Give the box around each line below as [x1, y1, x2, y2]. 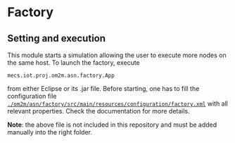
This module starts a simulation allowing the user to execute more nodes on [7, 51, 227, 59]
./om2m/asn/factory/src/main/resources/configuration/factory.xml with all [7, 99, 229, 108]
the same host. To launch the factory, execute [7, 58, 141, 67]
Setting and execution [7, 32, 106, 44]
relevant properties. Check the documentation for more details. [7, 107, 190, 115]
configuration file [7, 92, 57, 100]
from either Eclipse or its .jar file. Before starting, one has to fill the [7, 85, 200, 92]
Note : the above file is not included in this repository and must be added [7, 120, 217, 129]
